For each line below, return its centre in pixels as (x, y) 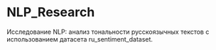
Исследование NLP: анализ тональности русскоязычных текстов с (108, 32)
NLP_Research (51, 12)
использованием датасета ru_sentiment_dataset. (80, 39)
